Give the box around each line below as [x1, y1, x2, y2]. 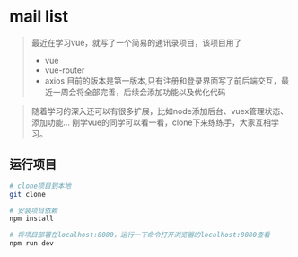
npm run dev [9, 239, 54, 248]
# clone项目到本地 [9, 182, 72, 191]
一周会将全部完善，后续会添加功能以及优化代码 [52, 86, 226, 97]
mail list [9, 6, 69, 27]
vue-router [44, 65, 85, 75]
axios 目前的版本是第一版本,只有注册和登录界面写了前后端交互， [44, 75, 282, 86]
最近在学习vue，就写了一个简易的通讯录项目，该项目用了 [31, 37, 242, 48]
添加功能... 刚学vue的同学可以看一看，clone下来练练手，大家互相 [31, 117, 272, 128]
